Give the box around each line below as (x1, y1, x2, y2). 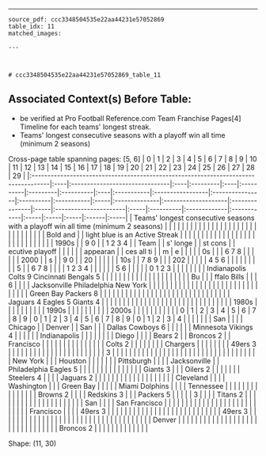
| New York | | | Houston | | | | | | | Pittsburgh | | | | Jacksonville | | (8, 355, 220, 365)
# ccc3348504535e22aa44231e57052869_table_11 (8, 71, 161, 79)
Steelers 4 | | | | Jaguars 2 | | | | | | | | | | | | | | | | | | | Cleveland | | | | (8, 373, 226, 382)
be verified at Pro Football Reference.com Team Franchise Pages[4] (19, 113, 241, 123)
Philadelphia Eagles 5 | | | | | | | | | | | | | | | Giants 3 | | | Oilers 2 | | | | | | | (8, 364, 240, 374)
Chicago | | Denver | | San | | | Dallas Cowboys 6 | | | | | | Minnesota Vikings (8, 322, 253, 332)
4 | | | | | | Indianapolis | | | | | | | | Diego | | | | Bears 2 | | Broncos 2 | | (8, 330, 231, 340)
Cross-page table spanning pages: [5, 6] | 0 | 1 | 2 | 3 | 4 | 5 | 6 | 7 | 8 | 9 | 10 (8, 154, 257, 163)
